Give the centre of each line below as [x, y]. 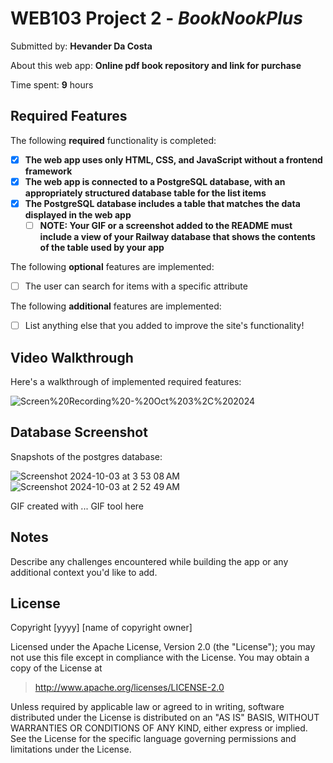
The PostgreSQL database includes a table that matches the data [162, 203]
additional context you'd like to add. [84, 572]
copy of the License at [56, 668]
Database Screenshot [79, 432]
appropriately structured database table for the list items [145, 193]
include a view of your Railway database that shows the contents [177, 236]
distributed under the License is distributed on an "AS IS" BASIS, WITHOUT [165, 718]
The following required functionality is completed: [113, 140]
